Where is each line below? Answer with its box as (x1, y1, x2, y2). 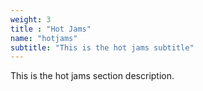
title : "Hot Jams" (10, 24, 92, 34)
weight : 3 (10, 14, 52, 25)
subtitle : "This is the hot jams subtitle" (10, 42, 195, 53)
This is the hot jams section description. (10, 70, 175, 82)
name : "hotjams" (10, 33, 78, 43)
